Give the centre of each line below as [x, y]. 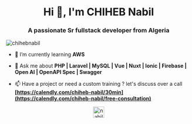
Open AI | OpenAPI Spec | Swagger [58, 72]
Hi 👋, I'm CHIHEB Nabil [99, 12]
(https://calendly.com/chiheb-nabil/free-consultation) [83, 99]
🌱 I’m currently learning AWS [50, 55]
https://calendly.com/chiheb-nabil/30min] [70, 92]
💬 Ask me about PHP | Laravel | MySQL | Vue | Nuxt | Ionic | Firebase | [100, 66]
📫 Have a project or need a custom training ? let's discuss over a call [98, 84]
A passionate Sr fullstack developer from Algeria [99, 31]
